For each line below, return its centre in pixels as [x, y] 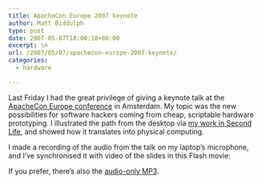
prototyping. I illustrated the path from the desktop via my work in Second [130, 123]
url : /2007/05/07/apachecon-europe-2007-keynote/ [93, 53]
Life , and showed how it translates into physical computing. [106, 131]
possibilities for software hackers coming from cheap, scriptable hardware [131, 114]
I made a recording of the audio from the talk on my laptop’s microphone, [129, 147]
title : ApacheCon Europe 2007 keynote [73, 16]
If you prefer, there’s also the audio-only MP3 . [84, 171]
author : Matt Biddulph [46, 23]
